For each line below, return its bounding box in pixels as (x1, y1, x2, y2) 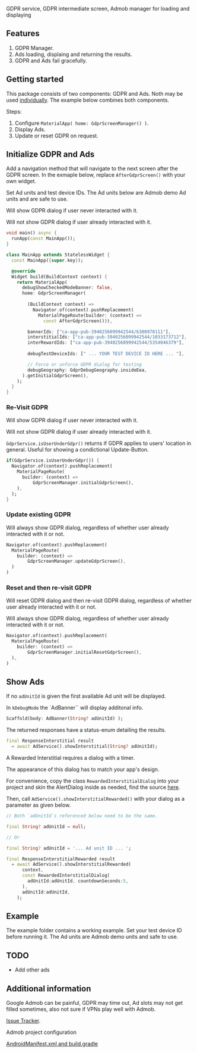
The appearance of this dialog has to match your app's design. (6, 766, 160, 773)
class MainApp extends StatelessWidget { (6, 252, 110, 258)
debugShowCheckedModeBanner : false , (21, 285, 113, 291)
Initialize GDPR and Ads (6, 149, 95, 159)
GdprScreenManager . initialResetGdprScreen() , (27, 649, 142, 655)
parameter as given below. (6, 801, 71, 808)
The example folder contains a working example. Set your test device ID (6, 927, 182, 934)
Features (6, 29, 40, 39)
